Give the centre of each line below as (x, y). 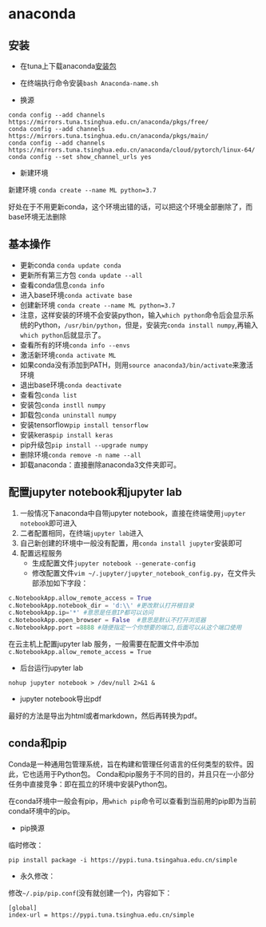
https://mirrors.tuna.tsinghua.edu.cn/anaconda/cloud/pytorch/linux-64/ (132, 150)
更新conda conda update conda (70, 265)
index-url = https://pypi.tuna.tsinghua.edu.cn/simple (101, 915)
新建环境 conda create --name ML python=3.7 (83, 190)
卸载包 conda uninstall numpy (68, 414)
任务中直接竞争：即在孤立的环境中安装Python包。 (90, 784)
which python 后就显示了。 (62, 335)
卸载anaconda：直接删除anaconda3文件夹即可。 (100, 465)
